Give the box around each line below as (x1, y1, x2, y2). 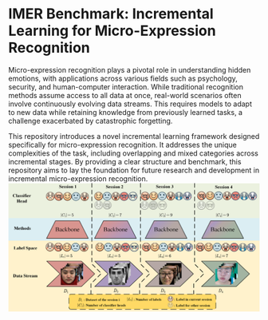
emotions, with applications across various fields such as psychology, (8, 73, 238, 83)
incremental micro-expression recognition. (8, 173, 148, 184)
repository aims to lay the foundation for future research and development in (8, 165, 260, 175)
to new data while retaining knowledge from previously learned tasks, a (8, 107, 243, 117)
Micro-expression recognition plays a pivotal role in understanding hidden (8, 65, 251, 74)
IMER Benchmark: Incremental (8, 5, 214, 23)
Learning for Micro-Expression (8, 22, 217, 40)
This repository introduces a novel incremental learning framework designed (8, 131, 260, 140)
